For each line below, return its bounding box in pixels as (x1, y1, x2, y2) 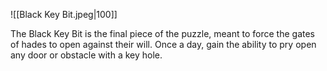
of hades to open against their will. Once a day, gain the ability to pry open (10, 39, 317, 50)
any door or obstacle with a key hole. (10, 49, 163, 61)
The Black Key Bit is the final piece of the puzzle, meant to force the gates (10, 28, 315, 39)
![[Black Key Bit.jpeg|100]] (10, 9, 118, 20)
